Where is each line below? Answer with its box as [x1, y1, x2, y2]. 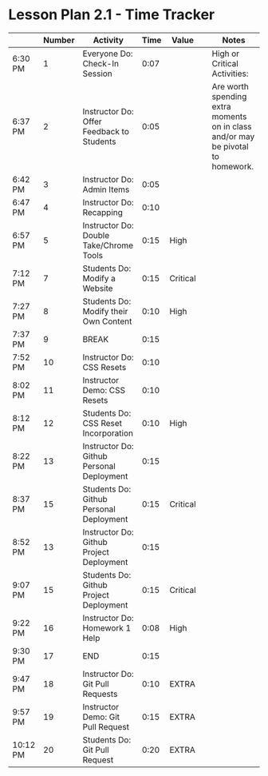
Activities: [211, 68, 249, 79]
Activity [93, 34, 124, 46]
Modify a [82, 273, 116, 284]
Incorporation [82, 428, 134, 439]
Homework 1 [82, 622, 132, 633]
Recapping [82, 206, 124, 217]
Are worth [211, 81, 249, 92]
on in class [211, 121, 253, 132]
